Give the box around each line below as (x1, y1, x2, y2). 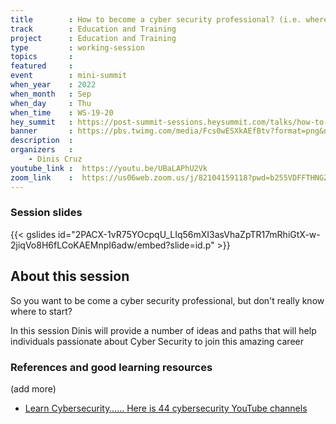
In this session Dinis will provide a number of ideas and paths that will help (10, 324, 317, 336)
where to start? (10, 305, 73, 317)
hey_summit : (10, 117, 74, 127)
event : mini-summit (10, 71, 128, 81)
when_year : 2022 (10, 80, 97, 90)
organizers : (10, 145, 74, 155)
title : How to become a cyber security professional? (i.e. (10, 14, 302, 25)
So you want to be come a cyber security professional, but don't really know (10, 294, 325, 306)
